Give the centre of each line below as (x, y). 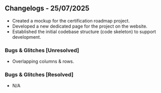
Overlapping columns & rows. (43, 61)
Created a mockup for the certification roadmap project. (71, 20)
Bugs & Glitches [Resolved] (39, 75)
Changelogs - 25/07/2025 (47, 8)
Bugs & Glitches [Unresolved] (42, 50)
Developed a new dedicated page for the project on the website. (80, 26)
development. (26, 37)
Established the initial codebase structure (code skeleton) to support (84, 31)
